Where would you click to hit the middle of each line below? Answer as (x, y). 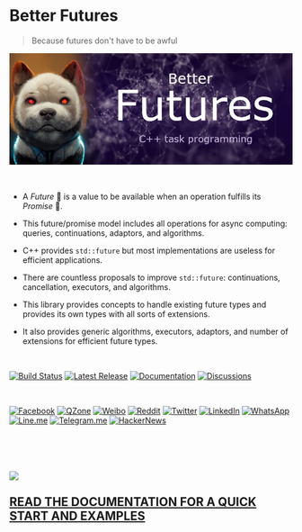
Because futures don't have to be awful (104, 41)
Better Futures (64, 16)
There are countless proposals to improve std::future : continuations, (151, 278)
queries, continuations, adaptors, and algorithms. (113, 233)
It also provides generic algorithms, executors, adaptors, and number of (155, 332)
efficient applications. (62, 260)
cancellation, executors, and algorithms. (96, 287)
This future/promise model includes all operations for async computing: (155, 224)
